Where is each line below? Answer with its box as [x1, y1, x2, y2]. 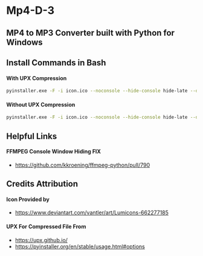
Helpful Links [6, 131, 57, 141]
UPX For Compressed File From [6, 223, 86, 230]
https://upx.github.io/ [14, 236, 68, 243]
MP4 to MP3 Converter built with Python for [6, 28, 175, 38]
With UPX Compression [6, 74, 67, 82]
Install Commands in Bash [6, 57, 106, 68]
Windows [6, 37, 43, 47]
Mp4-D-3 [6, 4, 55, 18]
